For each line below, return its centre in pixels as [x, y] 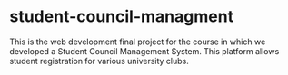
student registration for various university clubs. [99, 61]
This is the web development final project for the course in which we [138, 42]
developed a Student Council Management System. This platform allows [144, 51]
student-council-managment [122, 17]
